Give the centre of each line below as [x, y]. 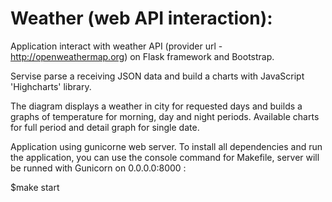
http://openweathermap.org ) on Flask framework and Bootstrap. [142, 56]
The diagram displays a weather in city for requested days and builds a [156, 106]
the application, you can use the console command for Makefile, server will [165, 157]
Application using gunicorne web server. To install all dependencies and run [166, 146]
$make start [35, 187]
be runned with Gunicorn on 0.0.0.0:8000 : [98, 168]
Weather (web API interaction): [141, 18]
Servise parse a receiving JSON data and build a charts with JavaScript [157, 76]
